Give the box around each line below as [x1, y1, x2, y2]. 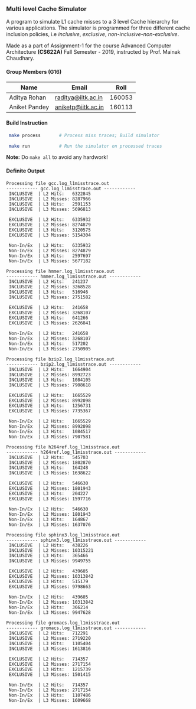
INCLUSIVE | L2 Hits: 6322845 [8, 191, 92, 197]
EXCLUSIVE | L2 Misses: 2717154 [8, 661, 92, 667]
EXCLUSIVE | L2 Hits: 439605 [8, 568, 89, 574]
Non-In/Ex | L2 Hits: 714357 [8, 682, 89, 688]
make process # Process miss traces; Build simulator [8, 132, 160, 138]
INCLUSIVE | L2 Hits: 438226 [8, 542, 89, 548]
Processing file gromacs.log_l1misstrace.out [6, 620, 120, 626]
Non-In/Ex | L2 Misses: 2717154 [8, 687, 92, 693]
